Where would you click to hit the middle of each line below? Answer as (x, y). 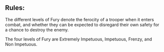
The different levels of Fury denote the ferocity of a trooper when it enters (80, 19)
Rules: (15, 8)
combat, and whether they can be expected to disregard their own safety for (82, 25)
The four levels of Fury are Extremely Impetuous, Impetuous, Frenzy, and (79, 39)
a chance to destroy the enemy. (37, 30)
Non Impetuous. (21, 44)
